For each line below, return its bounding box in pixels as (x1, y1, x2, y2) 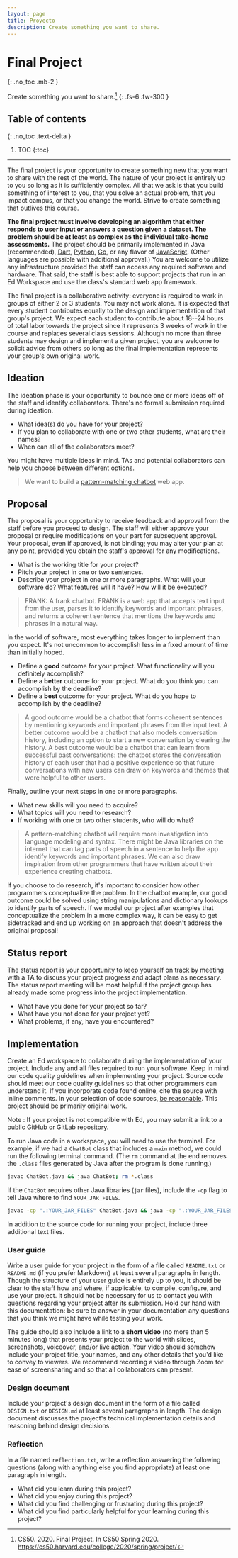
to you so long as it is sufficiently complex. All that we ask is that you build (7, 181, 224, 189)
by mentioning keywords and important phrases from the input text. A (24, 721, 228, 729)
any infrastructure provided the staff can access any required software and (7, 262, 227, 271)
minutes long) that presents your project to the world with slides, (7, 1335, 196, 1344)
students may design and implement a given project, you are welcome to (7, 336, 220, 344)
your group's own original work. (7, 352, 101, 360)
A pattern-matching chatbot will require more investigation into (24, 830, 208, 839)
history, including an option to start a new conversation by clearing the (24, 736, 231, 744)
